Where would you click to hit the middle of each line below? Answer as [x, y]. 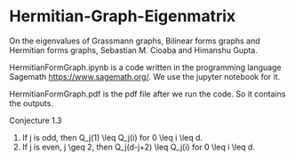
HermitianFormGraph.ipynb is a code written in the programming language [145, 67]
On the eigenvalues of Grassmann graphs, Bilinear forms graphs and [135, 41]
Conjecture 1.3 [36, 120]
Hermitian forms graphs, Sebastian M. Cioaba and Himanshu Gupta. [133, 50]
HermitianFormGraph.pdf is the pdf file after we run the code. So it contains [147, 94]
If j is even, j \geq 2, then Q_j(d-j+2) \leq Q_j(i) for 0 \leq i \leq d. [139, 147]
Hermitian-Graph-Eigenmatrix [123, 16]
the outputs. [31, 103]
